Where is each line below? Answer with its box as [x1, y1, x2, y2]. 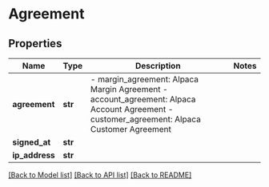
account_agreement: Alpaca [90, 93, 196, 105]
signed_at [12, 137, 51, 148]
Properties [8, 37, 62, 50]
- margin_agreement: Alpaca [90, 74, 199, 85]
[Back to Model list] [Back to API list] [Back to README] [8, 170, 192, 180]
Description [134, 61, 182, 71]
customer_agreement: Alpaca [90, 113, 202, 125]
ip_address [12, 149, 56, 161]
